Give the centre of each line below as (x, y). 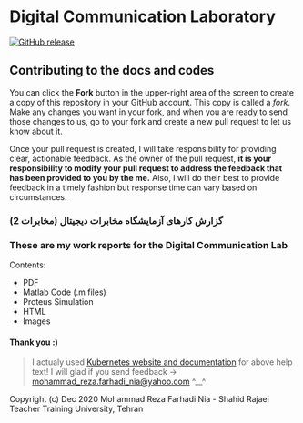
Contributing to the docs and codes (112, 70)
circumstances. (38, 196)
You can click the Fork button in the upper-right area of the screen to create (151, 92)
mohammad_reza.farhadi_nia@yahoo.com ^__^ (119, 382)
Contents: (28, 265)
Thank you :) (34, 342)
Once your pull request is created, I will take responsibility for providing (143, 148)
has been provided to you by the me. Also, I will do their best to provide (145, 177)
